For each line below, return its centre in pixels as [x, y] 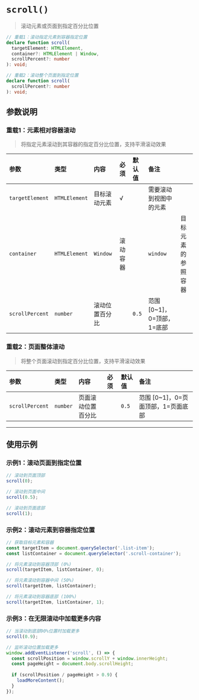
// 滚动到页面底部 [26, 508]
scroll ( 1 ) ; [20, 513]
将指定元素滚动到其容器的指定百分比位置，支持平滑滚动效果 [93, 144]
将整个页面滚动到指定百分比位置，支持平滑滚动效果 [83, 361]
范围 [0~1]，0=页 [163, 397]
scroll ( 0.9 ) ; [22, 637]
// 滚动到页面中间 [26, 492]
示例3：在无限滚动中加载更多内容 [54, 618]
